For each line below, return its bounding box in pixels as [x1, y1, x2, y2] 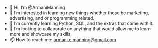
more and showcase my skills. [9, 31, 72, 37]
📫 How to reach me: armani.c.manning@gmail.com [9, 37, 116, 42]
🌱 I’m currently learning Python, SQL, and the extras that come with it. [9, 20, 154, 26]
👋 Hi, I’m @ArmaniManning [9, 5, 65, 10]
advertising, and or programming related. [9, 15, 95, 21]
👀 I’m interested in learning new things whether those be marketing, [9, 10, 149, 16]
